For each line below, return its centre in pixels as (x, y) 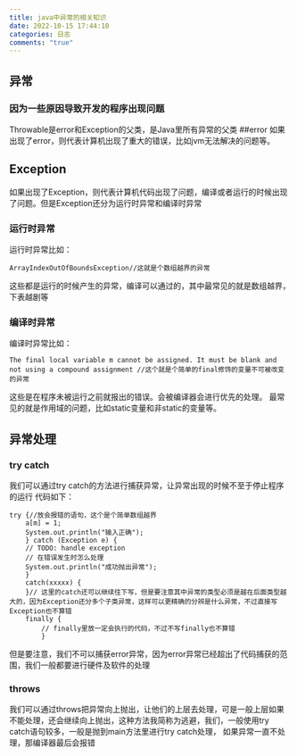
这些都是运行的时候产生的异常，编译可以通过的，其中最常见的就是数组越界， (150, 286)
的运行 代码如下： (41, 497)
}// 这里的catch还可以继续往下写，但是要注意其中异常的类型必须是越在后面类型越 (156, 593)
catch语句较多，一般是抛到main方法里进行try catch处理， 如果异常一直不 (144, 732)
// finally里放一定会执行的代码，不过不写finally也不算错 (138, 629)
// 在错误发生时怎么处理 (65, 558)
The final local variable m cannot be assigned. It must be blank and (143, 361)
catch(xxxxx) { (54, 583)
